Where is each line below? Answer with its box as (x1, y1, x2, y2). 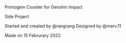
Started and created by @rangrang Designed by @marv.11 (4, 23, 121, 29)
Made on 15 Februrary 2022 (4, 33, 61, 38)
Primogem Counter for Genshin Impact (4, 4, 83, 10)
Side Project (4, 14, 29, 19)
